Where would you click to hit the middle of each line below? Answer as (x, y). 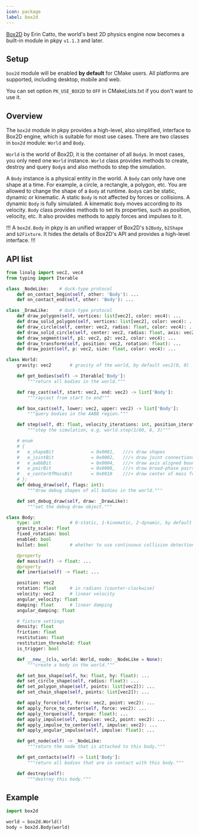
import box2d (22, 811)
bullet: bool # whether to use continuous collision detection (106, 545)
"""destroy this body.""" (60, 779)
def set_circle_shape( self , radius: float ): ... (78, 681)
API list (19, 259)
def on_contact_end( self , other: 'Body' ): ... (75, 300)
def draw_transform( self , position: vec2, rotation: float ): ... (99, 344)
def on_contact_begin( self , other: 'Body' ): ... (78, 294)
